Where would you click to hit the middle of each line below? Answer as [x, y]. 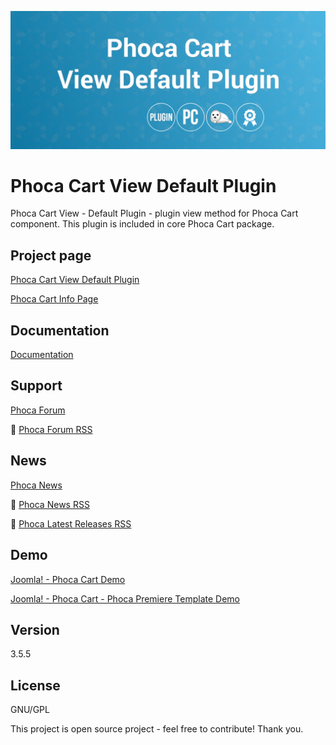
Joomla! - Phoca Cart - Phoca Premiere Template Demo [125, 598]
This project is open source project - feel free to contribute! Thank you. [157, 729]
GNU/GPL [30, 710]
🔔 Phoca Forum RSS [51, 429]
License [35, 685]
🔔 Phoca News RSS [50, 504]
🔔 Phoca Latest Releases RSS [71, 523]
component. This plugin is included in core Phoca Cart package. [142, 224]
